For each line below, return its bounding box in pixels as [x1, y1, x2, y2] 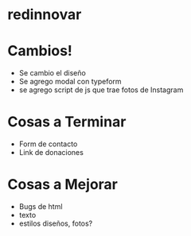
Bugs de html [18, 202, 63, 211]
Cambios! [7, 42, 73, 60]
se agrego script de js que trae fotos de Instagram [18, 85, 184, 95]
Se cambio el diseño [18, 68, 87, 78]
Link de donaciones [18, 148, 84, 157]
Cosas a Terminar [7, 113, 127, 131]
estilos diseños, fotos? [18, 219, 93, 228]
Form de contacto [18, 139, 78, 149]
